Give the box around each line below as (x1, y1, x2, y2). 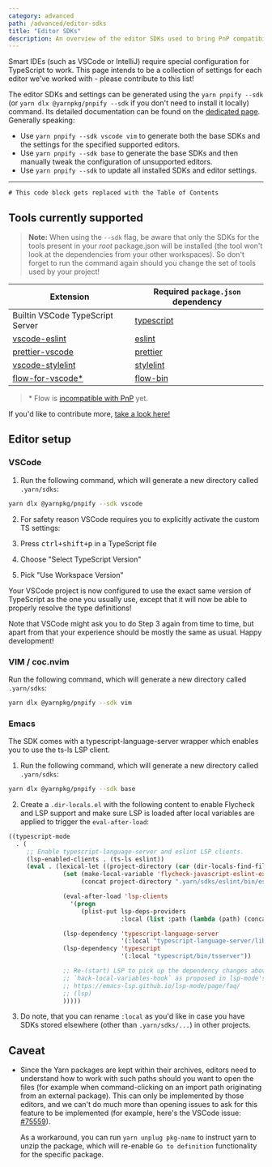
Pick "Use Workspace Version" (19, 570, 124, 579)
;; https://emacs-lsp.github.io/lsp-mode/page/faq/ (62, 981, 241, 990)
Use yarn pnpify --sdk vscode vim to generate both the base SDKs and (19, 131, 261, 141)
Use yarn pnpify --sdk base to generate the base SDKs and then (19, 148, 239, 158)
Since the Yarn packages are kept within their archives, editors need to (19, 1065, 257, 1075)
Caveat (8, 1043, 46, 1058)
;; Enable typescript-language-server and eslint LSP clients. (26, 848, 244, 856)
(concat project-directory (80, 878, 172, 886)
